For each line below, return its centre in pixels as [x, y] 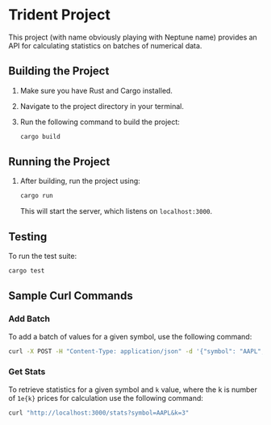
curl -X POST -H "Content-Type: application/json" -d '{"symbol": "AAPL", [137, 351]
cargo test [27, 271]
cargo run [37, 196]
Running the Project [59, 162]
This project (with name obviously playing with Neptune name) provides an [133, 37]
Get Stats [27, 372]
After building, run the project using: [80, 181]
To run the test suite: [43, 256]
